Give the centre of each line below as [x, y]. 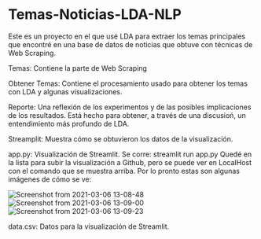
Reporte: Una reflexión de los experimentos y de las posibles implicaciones [130, 107]
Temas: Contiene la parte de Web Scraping [78, 68]
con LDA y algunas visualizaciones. [65, 91]
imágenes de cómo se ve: [50, 179]
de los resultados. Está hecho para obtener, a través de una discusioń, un [127, 115]
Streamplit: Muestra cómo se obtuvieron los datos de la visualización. [121, 138]
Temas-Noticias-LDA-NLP [95, 15]
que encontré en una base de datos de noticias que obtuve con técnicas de [130, 44]
